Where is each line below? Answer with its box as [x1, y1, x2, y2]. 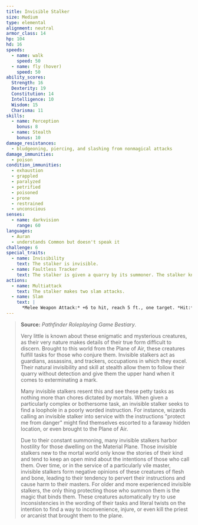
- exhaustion [11, 168, 44, 174]
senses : [6, 212, 25, 218]
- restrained [11, 201, 44, 206]
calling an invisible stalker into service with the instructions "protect [20, 412, 185, 419]
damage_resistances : [6, 140, 57, 146]
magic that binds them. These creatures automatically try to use [20, 493, 176, 500]
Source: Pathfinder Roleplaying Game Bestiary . [20, 321, 137, 328]
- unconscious [11, 206, 46, 212]
